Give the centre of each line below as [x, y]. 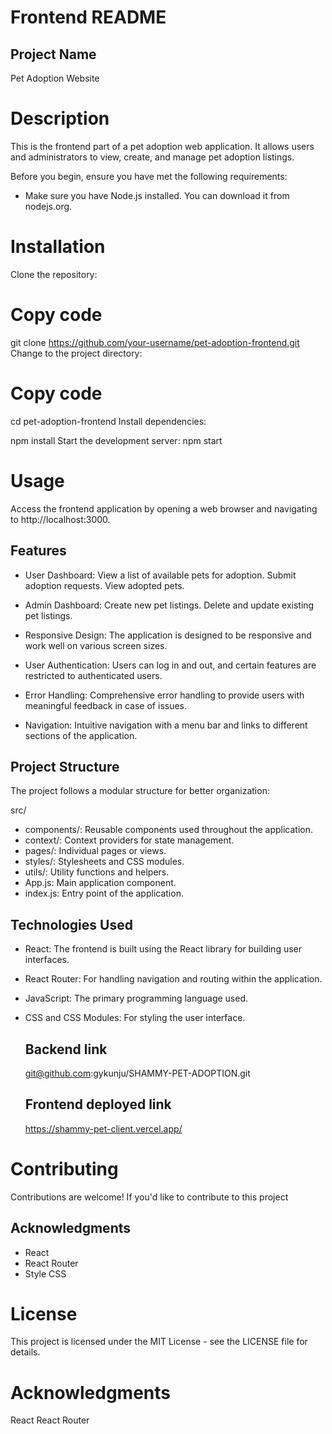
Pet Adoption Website [55, 78]
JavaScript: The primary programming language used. [136, 998]
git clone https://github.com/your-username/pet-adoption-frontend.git [155, 342]
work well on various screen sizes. [96, 645]
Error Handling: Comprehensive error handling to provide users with [164, 695]
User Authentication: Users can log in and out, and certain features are [170, 665]
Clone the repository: [54, 274]
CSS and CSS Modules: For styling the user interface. [135, 1018]
